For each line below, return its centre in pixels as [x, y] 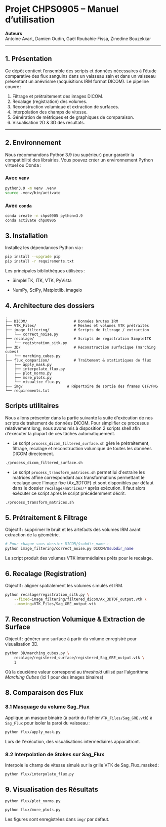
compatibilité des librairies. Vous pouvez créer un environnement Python [79, 160]
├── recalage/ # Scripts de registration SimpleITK [78, 339]
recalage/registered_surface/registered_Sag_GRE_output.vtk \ [79, 658]
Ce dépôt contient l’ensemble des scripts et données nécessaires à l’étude [81, 71]
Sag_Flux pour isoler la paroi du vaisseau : [47, 723]
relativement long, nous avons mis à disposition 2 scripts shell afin [73, 428]
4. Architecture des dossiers [50, 306]
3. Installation [27, 236]
